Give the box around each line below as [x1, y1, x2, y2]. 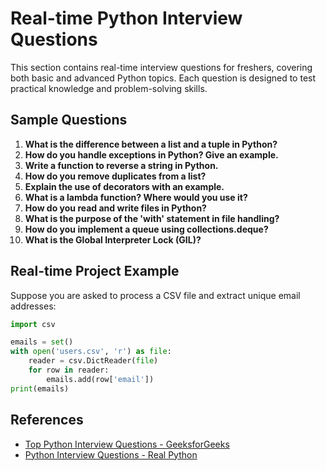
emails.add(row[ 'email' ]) [46, 374, 155, 384]
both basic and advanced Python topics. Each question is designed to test [10, 72, 317, 84]
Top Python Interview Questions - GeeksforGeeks [24, 438, 230, 450]
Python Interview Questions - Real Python [24, 448, 198, 461]
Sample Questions [10, 112, 128, 129]
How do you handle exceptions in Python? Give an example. [24, 148, 279, 161]
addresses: [10, 300, 57, 312]
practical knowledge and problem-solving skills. [10, 82, 208, 94]
